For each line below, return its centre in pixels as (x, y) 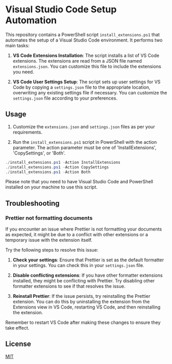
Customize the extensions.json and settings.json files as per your (84, 126)
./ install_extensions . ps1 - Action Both (48, 172)
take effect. (17, 328)
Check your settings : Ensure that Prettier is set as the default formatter (88, 260)
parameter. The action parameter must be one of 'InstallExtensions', (84, 147)
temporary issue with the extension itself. (49, 240)
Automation (31, 20)
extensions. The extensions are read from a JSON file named (77, 61)
